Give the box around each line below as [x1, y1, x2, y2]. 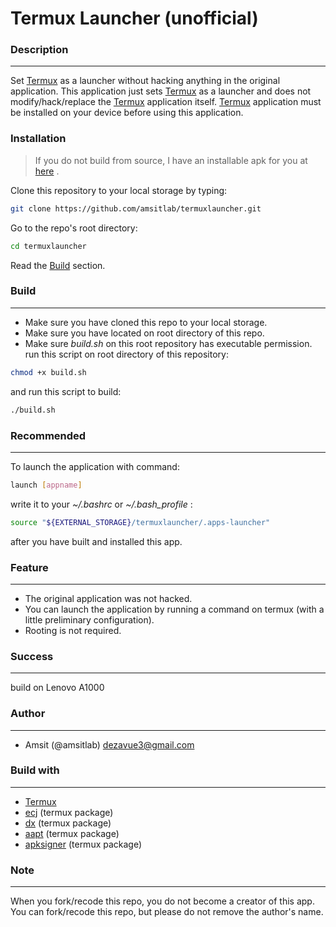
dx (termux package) [24, 817, 112, 829]
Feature [10, 560, 49, 574]
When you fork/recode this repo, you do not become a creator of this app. [10, 895, 315, 907]
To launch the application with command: [10, 460, 180, 472]
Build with [10, 763, 60, 777]
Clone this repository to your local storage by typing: [10, 184, 228, 196]
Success [10, 649, 54, 663]
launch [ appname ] [10, 480, 83, 490]
